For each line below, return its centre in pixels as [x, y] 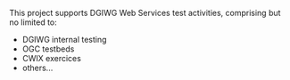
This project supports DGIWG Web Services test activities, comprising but [145, 13]
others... [37, 68]
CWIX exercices [52, 58]
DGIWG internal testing [64, 40]
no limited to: [33, 22]
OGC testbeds [48, 49]
